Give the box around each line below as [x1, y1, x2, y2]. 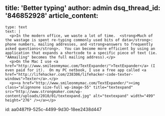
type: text [5, 25, 28, 29]
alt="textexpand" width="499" [93, 93, 155, 98]
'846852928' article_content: [5, 12, 99, 20]
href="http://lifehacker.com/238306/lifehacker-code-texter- [5, 72, 133, 77]
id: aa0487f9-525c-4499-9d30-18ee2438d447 [5, 106, 102, 112]
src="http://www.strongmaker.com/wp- [5, 89, 83, 94]
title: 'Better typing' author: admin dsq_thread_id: [5, 4, 161, 12]
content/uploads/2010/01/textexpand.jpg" [5, 93, 92, 98]
